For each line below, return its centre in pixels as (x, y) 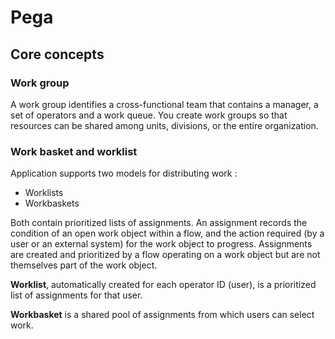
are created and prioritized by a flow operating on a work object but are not (165, 255)
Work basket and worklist (74, 151)
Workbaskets (52, 203)
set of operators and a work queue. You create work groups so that (149, 115)
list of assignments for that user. (76, 295)
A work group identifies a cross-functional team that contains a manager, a (164, 104)
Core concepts (57, 54)
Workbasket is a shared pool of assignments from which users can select (162, 315)
